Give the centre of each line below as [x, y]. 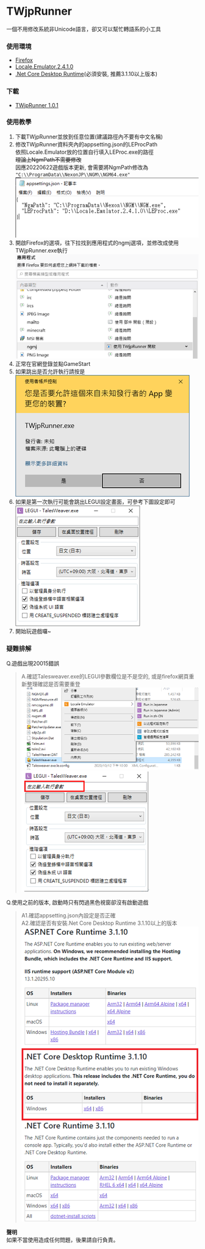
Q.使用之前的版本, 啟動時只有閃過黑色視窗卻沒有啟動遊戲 [77, 902]
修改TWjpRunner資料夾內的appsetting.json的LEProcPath [86, 144]
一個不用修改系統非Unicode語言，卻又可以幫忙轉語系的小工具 [84, 29]
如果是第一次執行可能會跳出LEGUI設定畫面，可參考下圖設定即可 [95, 502]
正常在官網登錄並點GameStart [53, 364]
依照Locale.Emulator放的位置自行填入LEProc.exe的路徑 [85, 152]
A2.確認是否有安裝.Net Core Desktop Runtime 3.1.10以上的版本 [99, 923]
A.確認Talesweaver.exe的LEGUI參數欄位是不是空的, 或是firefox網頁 [105, 676]
